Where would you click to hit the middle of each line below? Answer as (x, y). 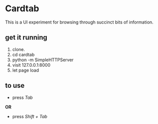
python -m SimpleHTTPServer (43, 60)
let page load (26, 70)
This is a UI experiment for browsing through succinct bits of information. (79, 22)
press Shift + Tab (30, 116)
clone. (19, 49)
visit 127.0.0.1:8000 (31, 65)
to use (15, 86)
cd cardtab (23, 54)
